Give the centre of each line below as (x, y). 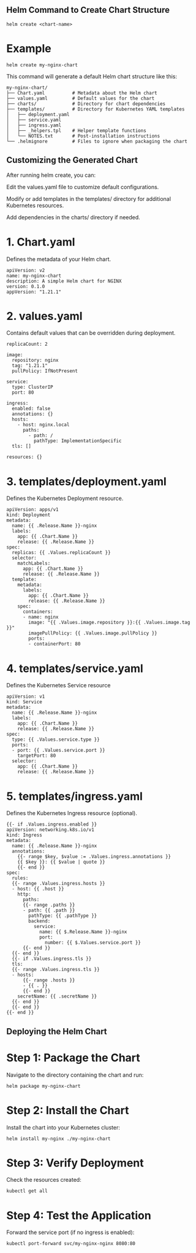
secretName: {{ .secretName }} (57, 997)
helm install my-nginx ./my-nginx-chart (59, 1139)
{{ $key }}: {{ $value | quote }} (61, 862)
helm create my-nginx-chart (42, 65)
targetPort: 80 (37, 756)
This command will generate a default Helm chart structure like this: (92, 76)
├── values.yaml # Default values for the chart (81, 98)
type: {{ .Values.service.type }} (56, 740)
